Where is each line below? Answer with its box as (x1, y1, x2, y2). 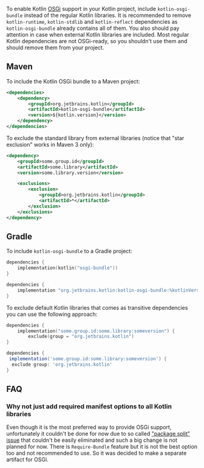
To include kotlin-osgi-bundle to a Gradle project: (6, 248, 132, 255)
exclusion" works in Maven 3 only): (6, 141, 94, 148)
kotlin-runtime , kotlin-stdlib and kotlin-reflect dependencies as (6, 18, 178, 25)
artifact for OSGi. (6, 456, 49, 463)
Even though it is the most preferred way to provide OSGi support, (6, 424, 172, 431)
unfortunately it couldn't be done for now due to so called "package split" (6, 430, 190, 438)
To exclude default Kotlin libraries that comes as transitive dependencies (6, 304, 188, 311)
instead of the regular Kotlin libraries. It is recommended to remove (24, 12, 191, 19)
